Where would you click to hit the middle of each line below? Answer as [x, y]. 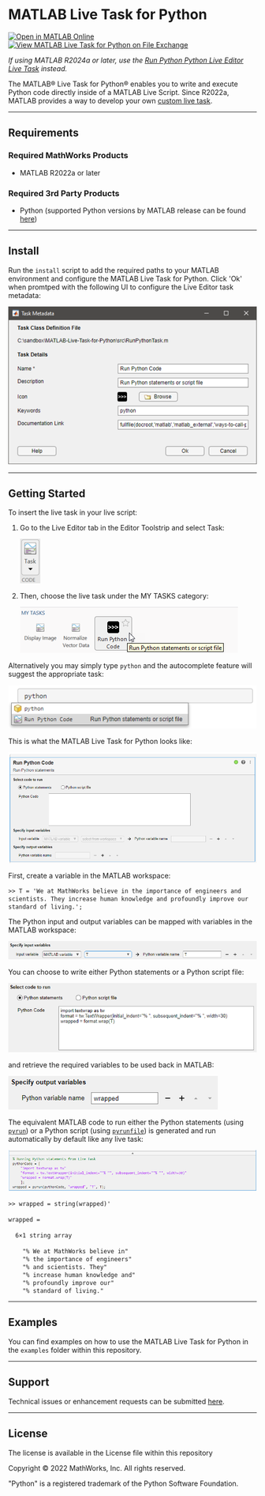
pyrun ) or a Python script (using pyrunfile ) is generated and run [112, 1131]
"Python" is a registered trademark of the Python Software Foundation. [123, 1483]
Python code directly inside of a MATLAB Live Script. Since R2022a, [119, 92]
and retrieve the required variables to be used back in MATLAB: [111, 1065]
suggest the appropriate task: [56, 674]
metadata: [24, 295]
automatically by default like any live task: [76, 1139]
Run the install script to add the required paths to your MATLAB [114, 270]
